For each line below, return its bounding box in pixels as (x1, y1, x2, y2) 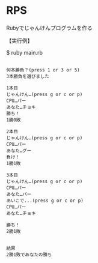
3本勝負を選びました (6, 73, 50, 79)
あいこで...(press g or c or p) (6, 198, 84, 204)
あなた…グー (6, 148, 32, 154)
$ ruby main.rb (6, 49, 43, 56)
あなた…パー (6, 191, 32, 197)
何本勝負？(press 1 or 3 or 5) (6, 67, 80, 73)
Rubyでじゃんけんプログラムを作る (6, 24, 93, 31)
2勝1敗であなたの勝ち (6, 252, 52, 258)
